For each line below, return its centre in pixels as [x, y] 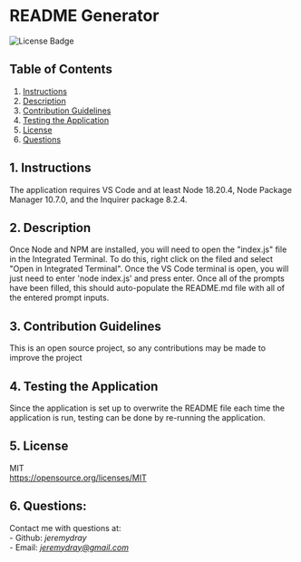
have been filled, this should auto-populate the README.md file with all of [147, 288]
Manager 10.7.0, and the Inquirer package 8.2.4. [98, 199]
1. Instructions [50, 168]
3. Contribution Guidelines [85, 326]
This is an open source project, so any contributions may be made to [137, 348]
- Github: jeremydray [48, 538]
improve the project [46, 358]
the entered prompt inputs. [59, 298]
